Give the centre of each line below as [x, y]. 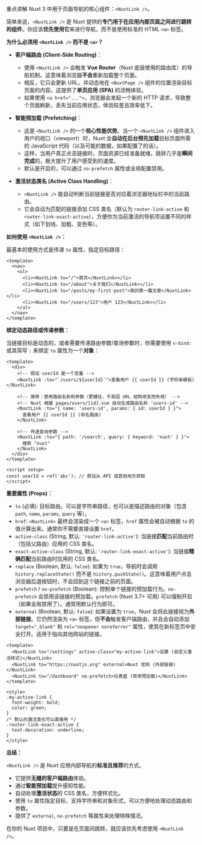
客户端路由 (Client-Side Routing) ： [58, 55]
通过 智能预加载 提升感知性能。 [52, 785]
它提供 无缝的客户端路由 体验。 [52, 778]
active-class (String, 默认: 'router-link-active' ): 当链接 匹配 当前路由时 [104, 536]
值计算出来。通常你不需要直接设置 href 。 [66, 529]
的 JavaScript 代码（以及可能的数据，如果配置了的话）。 [93, 146]
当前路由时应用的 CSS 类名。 [67, 559]
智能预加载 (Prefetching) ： [48, 118]
